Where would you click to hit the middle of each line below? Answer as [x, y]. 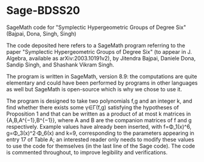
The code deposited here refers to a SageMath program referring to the [96, 45]
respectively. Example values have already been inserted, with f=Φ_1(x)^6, [99, 126]
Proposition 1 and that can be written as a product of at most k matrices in [99, 114]
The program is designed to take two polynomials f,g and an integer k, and [99, 101]
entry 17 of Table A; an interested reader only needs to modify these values [100, 139]
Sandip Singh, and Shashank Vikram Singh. [60, 65]
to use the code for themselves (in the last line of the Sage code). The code [101, 146]
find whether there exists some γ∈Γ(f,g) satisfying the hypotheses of [93, 107]
